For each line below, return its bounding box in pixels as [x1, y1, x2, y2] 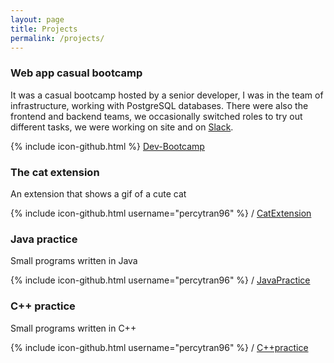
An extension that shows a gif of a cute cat [10, 187, 187, 200]
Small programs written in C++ [10, 322, 137, 334]
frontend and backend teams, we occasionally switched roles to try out [10, 110, 303, 122]
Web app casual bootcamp [10, 66, 143, 80]
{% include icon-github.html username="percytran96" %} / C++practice [10, 341, 309, 353]
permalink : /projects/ [10, 33, 105, 43]
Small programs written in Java [10, 255, 138, 267]
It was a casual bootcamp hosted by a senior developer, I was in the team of [10, 89, 324, 101]
